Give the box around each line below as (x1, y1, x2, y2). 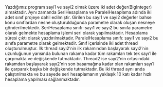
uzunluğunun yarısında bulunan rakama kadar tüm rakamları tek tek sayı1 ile (5, 51, 157, 56)
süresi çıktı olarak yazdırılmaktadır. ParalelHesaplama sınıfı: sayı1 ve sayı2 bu (5, 35, 159, 41)
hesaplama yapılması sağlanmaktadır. (5, 76, 80, 82)
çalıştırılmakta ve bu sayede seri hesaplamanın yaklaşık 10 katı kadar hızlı (5, 71, 152, 77)
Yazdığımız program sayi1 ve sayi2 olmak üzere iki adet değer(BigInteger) (5, 4, 152, 10)
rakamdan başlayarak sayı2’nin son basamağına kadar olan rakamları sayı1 (5, 61, 154, 67)
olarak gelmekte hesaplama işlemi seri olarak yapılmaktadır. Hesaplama (5, 30, 148, 35)
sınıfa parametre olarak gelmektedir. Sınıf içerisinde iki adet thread (5, 40, 138, 46)
